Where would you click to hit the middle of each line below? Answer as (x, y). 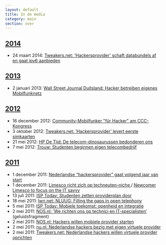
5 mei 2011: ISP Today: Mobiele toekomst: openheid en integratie (78, 206)
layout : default (22, 10)
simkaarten (24, 136)
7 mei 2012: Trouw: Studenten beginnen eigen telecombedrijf (74, 147)
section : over (20, 23)
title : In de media (25, 14)
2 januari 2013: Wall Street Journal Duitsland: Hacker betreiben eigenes (85, 88)
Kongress (22, 126)
